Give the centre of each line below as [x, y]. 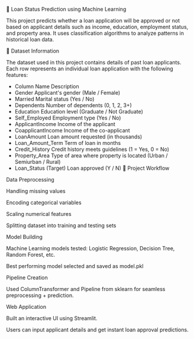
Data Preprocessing [30, 180]
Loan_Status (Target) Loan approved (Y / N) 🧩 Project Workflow [92, 168]
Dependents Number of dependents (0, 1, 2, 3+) [73, 105]
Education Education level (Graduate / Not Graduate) [79, 112]
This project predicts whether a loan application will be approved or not [93, 20]
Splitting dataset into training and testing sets [61, 225]
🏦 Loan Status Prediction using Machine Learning [66, 9]
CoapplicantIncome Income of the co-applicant [72, 130]
